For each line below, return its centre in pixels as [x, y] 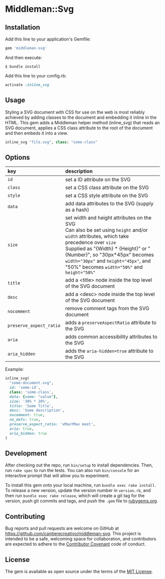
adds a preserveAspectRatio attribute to [111, 323]
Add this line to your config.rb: [36, 75]
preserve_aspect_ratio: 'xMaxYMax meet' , [53, 424]
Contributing [25, 516]
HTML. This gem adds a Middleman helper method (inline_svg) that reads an [82, 122]
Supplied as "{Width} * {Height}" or [106, 249]
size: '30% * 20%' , [29, 401]
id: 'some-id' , [25, 388]
